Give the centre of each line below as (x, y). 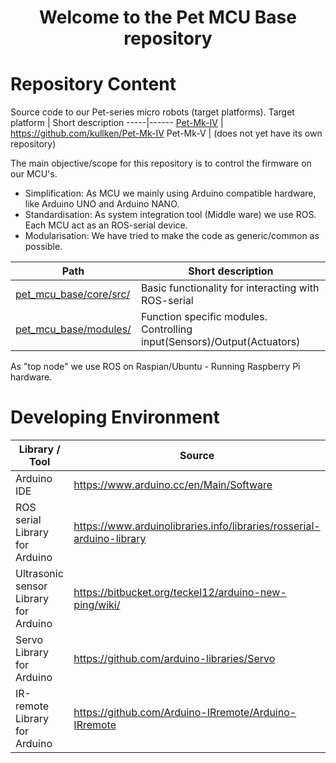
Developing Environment (115, 417)
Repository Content (93, 84)
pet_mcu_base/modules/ (73, 329)
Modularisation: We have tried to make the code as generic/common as (172, 236)
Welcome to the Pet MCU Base (168, 17)
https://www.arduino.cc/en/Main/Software (173, 485)
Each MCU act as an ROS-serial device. (106, 225)
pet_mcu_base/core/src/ (73, 294)
